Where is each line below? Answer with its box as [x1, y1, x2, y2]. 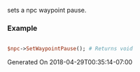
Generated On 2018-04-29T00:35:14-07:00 [7, 58, 133, 66]
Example [7, 23, 38, 33]
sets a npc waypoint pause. [7, 6, 87, 14]
